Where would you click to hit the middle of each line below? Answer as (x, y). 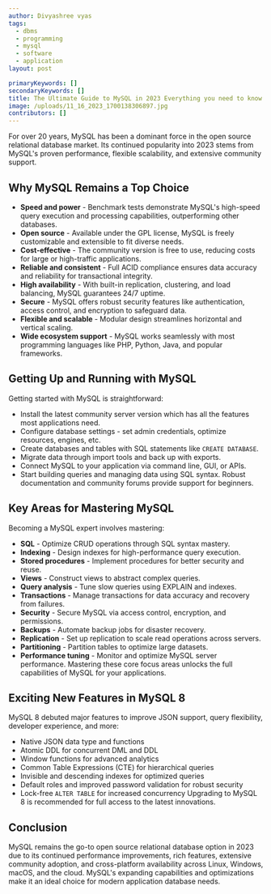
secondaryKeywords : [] (47, 91)
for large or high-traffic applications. (80, 258)
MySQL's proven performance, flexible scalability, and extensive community (135, 154)
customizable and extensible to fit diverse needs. (102, 241)
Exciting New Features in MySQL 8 (97, 698)
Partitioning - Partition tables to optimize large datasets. (114, 647)
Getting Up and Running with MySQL (102, 379)
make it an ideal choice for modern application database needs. (114, 881)
